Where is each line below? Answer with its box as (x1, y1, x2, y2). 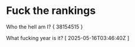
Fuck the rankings (6, 4, 96, 17)
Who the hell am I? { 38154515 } (6, 23, 83, 30)
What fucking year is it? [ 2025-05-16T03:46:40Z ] (6, 34, 130, 41)
